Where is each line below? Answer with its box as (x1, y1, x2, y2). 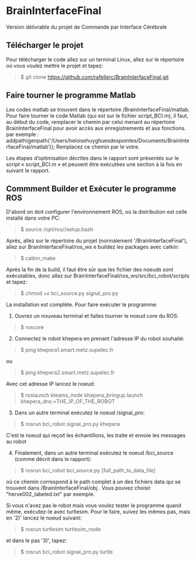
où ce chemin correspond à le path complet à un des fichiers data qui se (6, 478, 181, 486)
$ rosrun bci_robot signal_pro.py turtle (20, 548, 113, 556)
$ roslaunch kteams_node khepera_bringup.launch (20, 392, 143, 399)
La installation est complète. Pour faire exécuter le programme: (6, 301, 158, 308)
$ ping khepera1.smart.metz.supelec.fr (20, 347, 114, 354)
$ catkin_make (20, 255, 56, 262)
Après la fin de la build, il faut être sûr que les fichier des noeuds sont (6, 266, 174, 273)
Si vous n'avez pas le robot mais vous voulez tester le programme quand (6, 502, 181, 509)
